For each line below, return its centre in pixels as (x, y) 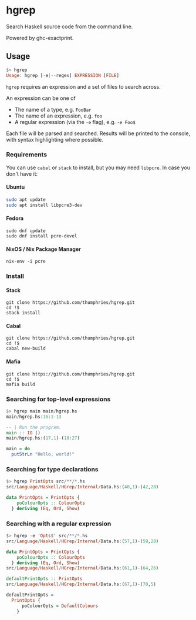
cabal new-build (26, 348)
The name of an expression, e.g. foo (58, 116)
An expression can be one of (41, 98)
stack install (23, 313)
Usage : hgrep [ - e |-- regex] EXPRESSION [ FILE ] (62, 75)
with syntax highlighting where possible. (55, 139)
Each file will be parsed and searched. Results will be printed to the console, (98, 133)
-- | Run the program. (34, 427)
